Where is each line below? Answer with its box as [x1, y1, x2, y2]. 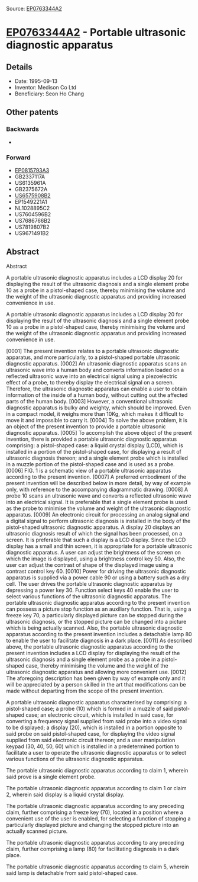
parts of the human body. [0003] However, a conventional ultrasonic [6, 397, 173, 405]
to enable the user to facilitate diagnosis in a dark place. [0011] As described [6, 637, 192, 644]
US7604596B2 [14, 210, 51, 218]
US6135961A [14, 179, 46, 186]
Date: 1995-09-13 [14, 78, 58, 85]
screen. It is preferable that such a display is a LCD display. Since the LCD [6, 536, 186, 543]
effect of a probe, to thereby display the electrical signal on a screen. [6, 379, 174, 386]
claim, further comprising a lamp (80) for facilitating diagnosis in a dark [6, 845, 179, 852]
